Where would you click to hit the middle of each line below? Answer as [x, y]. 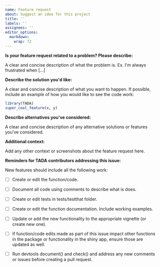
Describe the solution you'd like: [39, 79]
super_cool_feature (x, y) [31, 108]
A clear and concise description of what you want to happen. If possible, [78, 89]
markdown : [19, 37]
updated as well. [29, 244]
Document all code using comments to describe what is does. [74, 189]
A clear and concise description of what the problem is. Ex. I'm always [76, 65]
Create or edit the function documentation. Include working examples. [82, 209]
